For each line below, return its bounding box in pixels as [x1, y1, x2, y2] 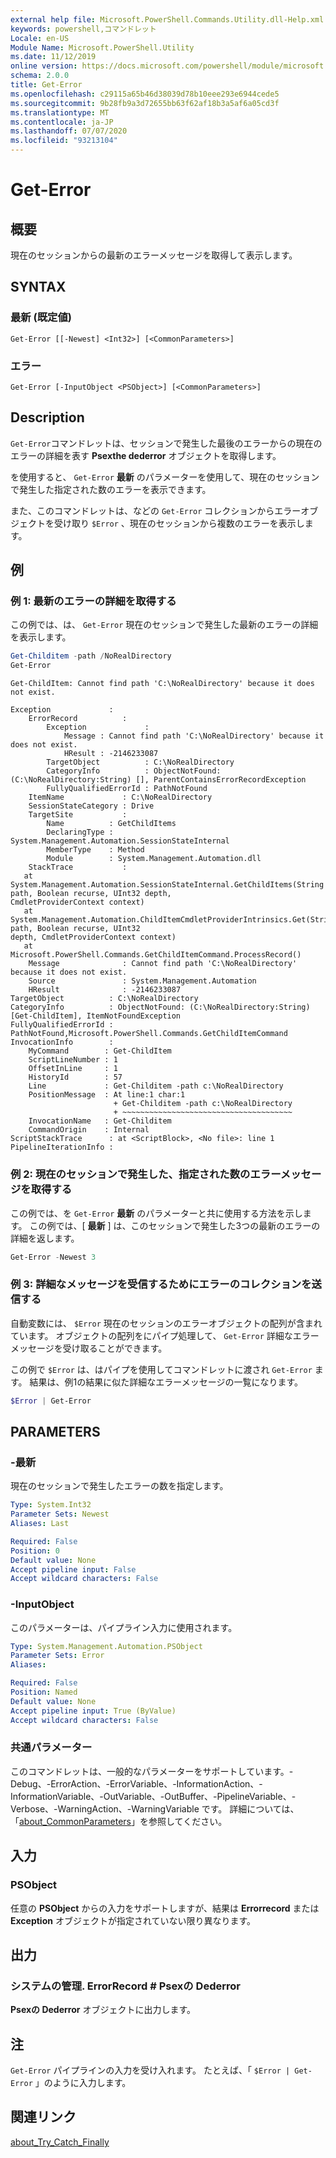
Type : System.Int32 [10, 1500, 92, 1510]
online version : [10, 61, 78, 71]
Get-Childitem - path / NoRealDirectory [10, 651, 172, 661]
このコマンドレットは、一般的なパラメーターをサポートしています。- [10, 1765, 294, 1777]
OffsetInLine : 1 [28, 1064, 118, 1074]
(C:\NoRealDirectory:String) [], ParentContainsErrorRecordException [10, 775, 307, 785]
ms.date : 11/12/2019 [10, 52, 97, 62]
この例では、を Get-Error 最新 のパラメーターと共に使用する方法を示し [10, 1207, 303, 1219]
